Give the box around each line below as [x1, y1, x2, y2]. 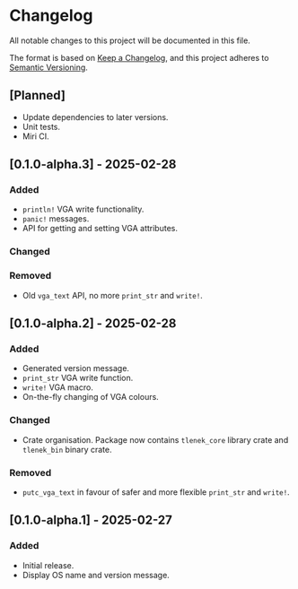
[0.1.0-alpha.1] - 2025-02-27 [9, 513, 172, 528]
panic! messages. [22, 213, 90, 224]
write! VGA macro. [22, 382, 94, 393]
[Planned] [9, 88, 66, 103]
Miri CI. [22, 131, 49, 142]
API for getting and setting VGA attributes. [22, 223, 178, 234]
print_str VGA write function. [22, 373, 134, 384]
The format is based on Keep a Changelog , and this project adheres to [9, 52, 269, 63]
